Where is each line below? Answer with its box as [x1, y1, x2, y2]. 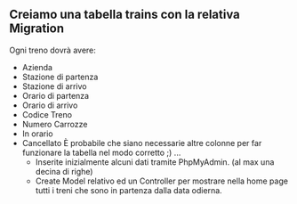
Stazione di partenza [21, 71, 99, 82]
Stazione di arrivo [21, 80, 87, 92]
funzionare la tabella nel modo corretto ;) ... [21, 147, 181, 158]
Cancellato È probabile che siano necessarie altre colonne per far [21, 137, 262, 148]
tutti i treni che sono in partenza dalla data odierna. [35, 184, 222, 195]
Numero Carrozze [21, 118, 88, 129]
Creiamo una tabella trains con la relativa [9, 7, 240, 22]
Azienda [21, 61, 53, 72]
